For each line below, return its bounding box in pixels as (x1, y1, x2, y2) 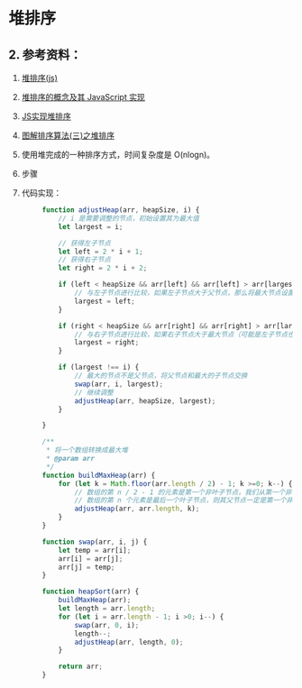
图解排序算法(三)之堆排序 (21, 130, 115, 141)
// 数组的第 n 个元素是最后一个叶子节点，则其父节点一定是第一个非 (74, 496, 294, 505)
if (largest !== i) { (58, 362, 140, 372)
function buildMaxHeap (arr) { (41, 471, 156, 480)
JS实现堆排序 (21, 111, 71, 122)
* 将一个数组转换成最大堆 (45, 445, 128, 455)
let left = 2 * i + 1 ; (58, 247, 143, 256)
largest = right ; (74, 338, 140, 347)
